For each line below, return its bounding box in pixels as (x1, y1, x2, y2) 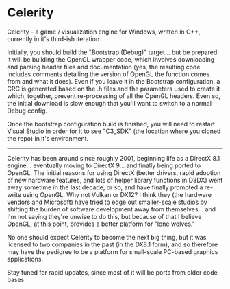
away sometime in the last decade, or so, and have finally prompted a (7, 183, 203, 192)
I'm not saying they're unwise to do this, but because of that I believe (7, 212, 202, 220)
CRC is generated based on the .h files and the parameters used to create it (7, 84, 220, 93)
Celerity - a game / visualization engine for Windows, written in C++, (7, 27, 201, 36)
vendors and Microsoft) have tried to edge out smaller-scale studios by (7, 198, 207, 206)
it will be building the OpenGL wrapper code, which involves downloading (7, 55, 215, 63)
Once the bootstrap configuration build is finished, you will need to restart (7, 119, 216, 128)
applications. (7, 255, 43, 263)
